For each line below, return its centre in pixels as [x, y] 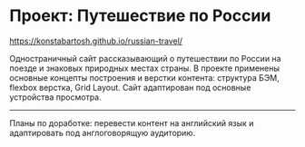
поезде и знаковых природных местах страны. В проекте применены [144, 68]
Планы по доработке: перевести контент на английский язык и [132, 122]
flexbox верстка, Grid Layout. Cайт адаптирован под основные [130, 87]
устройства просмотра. [55, 97]
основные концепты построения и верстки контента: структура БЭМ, [144, 77]
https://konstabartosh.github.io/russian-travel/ [96, 41]
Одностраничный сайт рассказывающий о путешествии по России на [145, 58]
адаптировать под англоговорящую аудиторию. [103, 132]
